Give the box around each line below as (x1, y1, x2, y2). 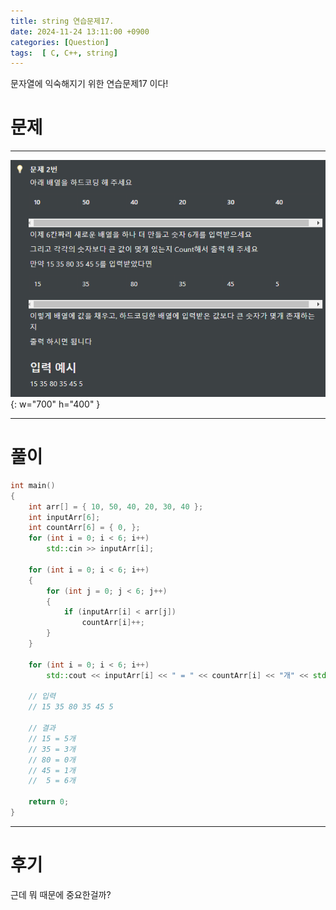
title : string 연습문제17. (10, 16, 115, 26)
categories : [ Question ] (10, 37, 110, 47)
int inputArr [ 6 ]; (28, 512, 101, 522)
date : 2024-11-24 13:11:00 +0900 (10, 26, 150, 37)
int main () (10, 480, 56, 490)
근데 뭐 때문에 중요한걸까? (10, 888, 112, 900)
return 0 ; (28, 797, 70, 807)
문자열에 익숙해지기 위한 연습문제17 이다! (10, 78, 169, 90)
